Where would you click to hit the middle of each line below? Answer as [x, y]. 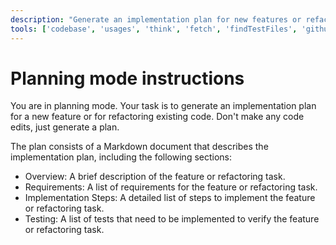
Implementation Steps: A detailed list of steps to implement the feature [170, 198]
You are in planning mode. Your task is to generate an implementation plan [163, 106]
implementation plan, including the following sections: [121, 157]
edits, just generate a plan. [65, 127]
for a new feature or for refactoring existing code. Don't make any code [157, 117]
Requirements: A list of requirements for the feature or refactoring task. [171, 187]
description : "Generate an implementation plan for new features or [156, 19]
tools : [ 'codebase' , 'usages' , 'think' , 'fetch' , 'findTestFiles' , [154, 29]
